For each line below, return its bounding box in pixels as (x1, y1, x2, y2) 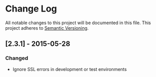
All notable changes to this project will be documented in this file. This (5, 20, 151, 26)
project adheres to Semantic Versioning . (5, 25, 89, 31)
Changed (5, 55, 29, 62)
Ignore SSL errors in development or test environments (12, 66, 127, 72)
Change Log (5, 3, 57, 15)
